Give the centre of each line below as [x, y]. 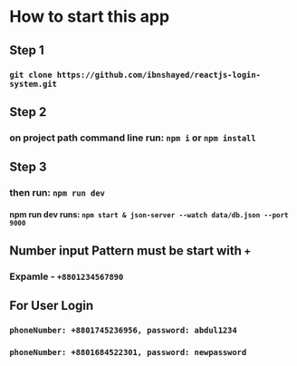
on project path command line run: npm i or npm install [133, 138]
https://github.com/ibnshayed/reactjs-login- [158, 75]
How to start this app [90, 17]
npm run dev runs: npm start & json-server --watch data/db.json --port [149, 214]
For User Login [52, 306]
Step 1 [27, 50]
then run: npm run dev [57, 193]
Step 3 [28, 167]
